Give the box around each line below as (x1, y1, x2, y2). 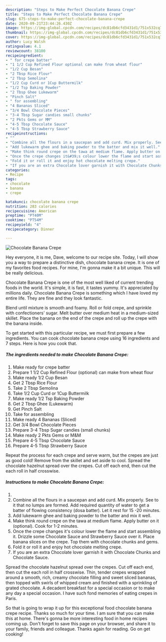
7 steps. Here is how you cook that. (5, 340, 77, 346)
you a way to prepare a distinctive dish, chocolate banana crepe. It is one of (5, 259, 160, 265)
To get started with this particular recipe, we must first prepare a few (5, 330, 145, 336)
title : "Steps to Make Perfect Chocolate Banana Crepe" (5, 12, 123, 17)
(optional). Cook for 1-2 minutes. (12, 523, 79, 529)
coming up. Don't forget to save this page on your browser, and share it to (5, 620, 156, 626)
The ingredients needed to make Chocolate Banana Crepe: (5, 352, 129, 358)
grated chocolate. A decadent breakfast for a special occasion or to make (5, 585, 155, 591)
